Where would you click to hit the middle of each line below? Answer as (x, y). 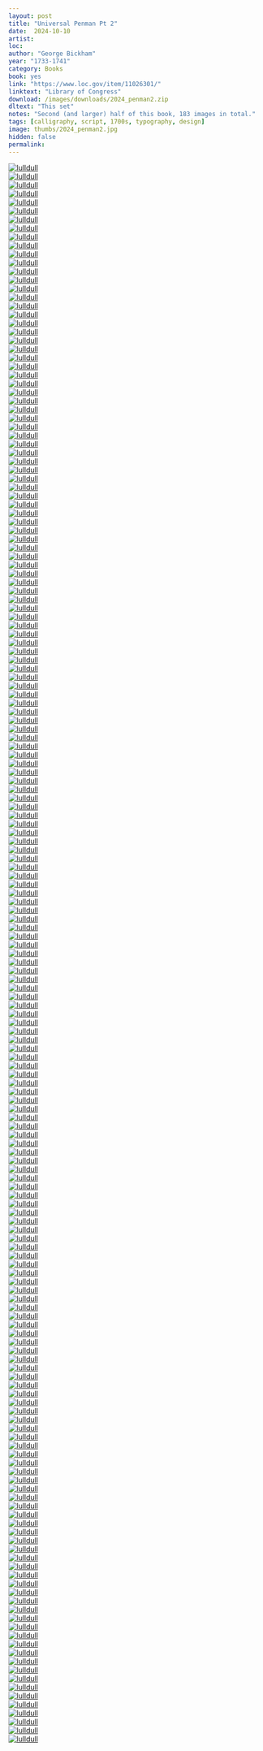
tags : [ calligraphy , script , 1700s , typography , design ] (107, 122)
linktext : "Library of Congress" (65, 91)
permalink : (27, 144)
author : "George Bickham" (52, 54)
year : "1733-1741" (39, 62)
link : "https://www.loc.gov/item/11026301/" (85, 84)
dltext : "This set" (41, 106)
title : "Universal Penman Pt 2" (63, 24)
